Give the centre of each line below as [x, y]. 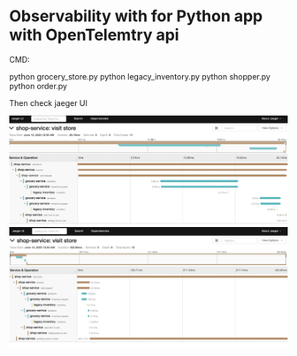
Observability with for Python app [136, 16]
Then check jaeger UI [49, 102]
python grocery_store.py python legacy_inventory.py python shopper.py [140, 76]
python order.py [38, 86]
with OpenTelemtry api [94, 35]
